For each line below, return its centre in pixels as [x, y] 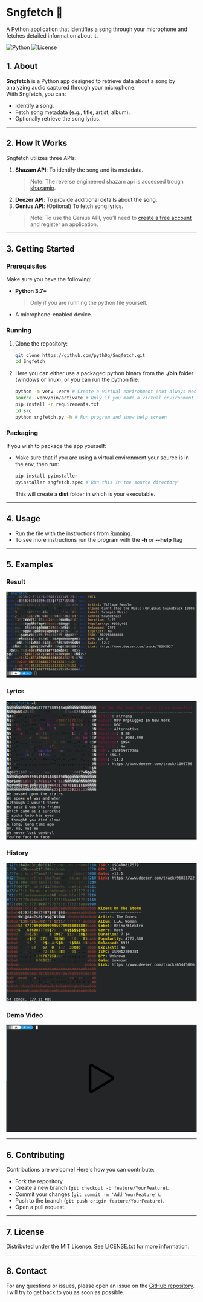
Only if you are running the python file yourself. [89, 303]
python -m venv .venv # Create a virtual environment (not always [100, 392]
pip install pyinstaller [46, 476]
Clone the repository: [41, 343]
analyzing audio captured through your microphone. [71, 87]
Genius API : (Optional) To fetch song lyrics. [69, 206]
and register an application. [64, 224]
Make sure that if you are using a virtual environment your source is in [102, 458]
